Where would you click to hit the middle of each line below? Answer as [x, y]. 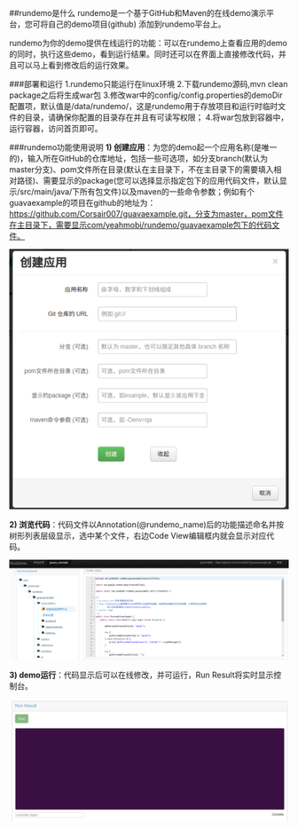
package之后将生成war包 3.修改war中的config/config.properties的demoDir [146, 95]
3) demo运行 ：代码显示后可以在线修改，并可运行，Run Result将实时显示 [141, 675]
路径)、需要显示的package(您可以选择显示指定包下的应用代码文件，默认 [148, 181]
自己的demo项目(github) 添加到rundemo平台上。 [137, 24]
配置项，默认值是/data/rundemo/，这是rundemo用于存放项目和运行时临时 [144, 106]
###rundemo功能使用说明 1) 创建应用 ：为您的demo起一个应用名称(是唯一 [143, 147]
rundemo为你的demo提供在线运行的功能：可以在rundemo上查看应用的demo [149, 43]
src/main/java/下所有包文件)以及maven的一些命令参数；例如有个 [137, 192]
